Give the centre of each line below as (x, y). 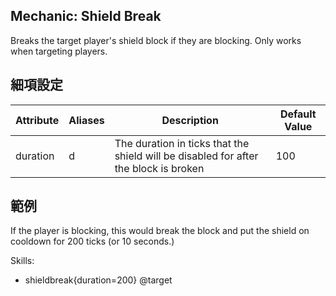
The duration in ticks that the (182, 143)
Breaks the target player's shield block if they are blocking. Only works (156, 40)
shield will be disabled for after (186, 156)
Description (190, 120)
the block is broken (159, 168)
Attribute (37, 120)
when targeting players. (59, 51)
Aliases (86, 120)
